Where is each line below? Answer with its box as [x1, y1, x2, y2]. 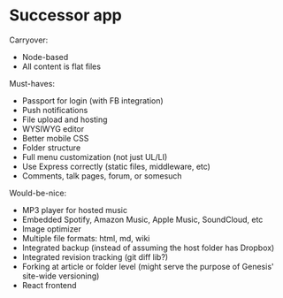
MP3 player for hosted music [21, 204, 128, 215]
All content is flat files [21, 61, 102, 72]
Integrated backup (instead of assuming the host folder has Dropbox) [21, 242, 275, 253]
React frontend [21, 279, 77, 290]
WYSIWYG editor [21, 123, 85, 134]
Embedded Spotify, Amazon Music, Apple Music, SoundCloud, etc [21, 214, 264, 225]
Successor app [9, 5, 122, 26]
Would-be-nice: [9, 187, 67, 198]
